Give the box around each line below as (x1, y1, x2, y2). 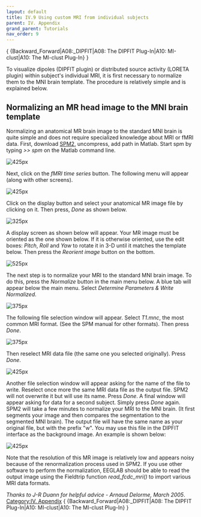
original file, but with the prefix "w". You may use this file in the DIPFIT (6, 424, 179, 431)
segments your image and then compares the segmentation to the (6, 411, 170, 419)
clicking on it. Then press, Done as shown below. (6, 205, 127, 213)
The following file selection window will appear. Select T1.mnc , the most (6, 313, 184, 321)
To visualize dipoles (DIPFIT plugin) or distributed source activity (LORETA (6, 65, 190, 73)
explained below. (6, 85, 48, 92)
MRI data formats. (6, 479, 50, 486)
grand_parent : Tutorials (6, 25, 68, 32)
